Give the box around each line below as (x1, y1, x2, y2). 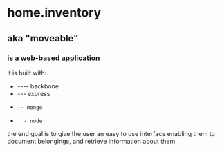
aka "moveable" (7, 32, 79, 44)
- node (24, 117, 43, 124)
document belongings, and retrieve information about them (7, 137, 176, 145)
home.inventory (7, 5, 102, 21)
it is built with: (7, 68, 47, 77)
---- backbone (17, 82, 59, 91)
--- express (17, 89, 50, 97)
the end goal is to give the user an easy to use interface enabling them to (7, 129, 216, 137)
